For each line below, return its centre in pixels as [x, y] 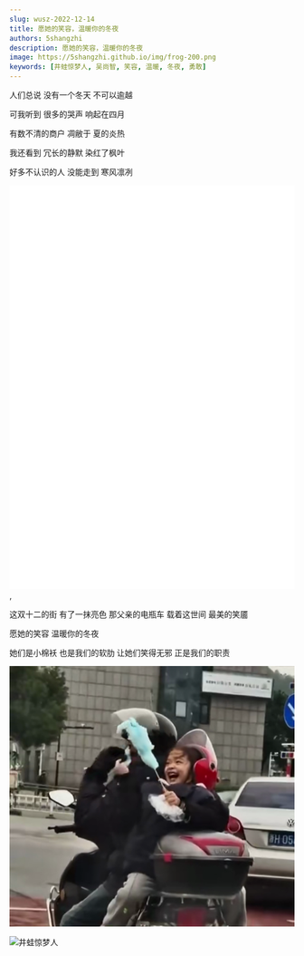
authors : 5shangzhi [46, 38]
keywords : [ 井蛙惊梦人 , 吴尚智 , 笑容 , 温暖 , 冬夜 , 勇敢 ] [108, 67]
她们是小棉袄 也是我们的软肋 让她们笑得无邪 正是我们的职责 [120, 652]
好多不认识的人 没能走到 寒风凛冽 [71, 172]
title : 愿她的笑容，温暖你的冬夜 [64, 29]
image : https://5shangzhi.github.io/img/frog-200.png [113, 58]
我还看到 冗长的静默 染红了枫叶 [67, 153]
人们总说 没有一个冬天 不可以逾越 [71, 95]
